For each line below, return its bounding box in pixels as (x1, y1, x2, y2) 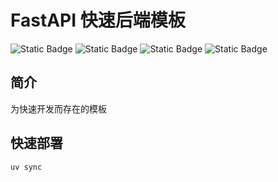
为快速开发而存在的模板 (10, 102, 107, 115)
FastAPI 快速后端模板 (10, 9, 186, 32)
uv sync (10, 162, 43, 172)
